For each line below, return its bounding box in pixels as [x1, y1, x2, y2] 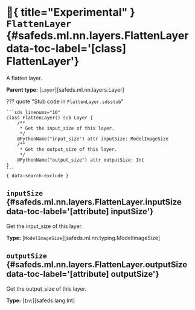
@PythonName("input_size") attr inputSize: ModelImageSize [17, 136, 169, 142]
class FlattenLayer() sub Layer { [6, 115, 94, 121]
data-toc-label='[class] [6, 42, 127, 55]
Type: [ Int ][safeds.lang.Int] [6, 297, 75, 304]
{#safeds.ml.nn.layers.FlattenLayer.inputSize [6, 197, 182, 207]
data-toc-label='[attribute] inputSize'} [6, 206, 154, 217]
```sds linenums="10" [6, 109, 61, 115]
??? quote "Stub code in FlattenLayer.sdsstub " [6, 98, 124, 105]
